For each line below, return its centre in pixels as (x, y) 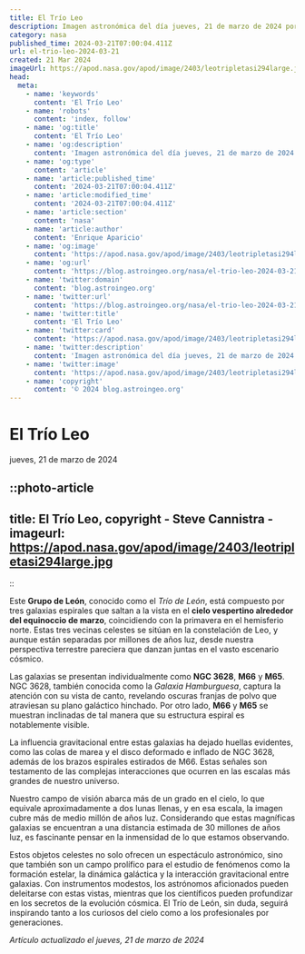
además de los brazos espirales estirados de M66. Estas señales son (138, 762)
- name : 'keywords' (63, 94)
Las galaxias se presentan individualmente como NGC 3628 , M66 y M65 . (147, 677)
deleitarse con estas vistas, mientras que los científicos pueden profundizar (151, 894)
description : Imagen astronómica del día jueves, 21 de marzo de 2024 (146, 26)
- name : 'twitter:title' (73, 313)
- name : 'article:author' (75, 229)
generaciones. (36, 922)
